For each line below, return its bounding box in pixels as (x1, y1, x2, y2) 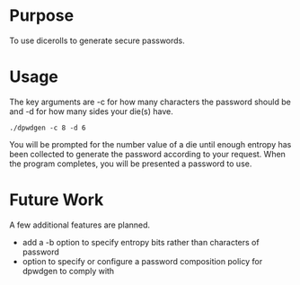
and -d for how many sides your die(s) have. (9, 105, 173, 117)
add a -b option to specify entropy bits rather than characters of (22, 236, 260, 247)
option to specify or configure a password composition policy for (22, 255, 263, 266)
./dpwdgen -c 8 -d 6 (9, 123, 87, 132)
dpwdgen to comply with (22, 265, 115, 276)
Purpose (9, 5, 75, 26)
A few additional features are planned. (9, 219, 151, 230)
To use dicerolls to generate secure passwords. (9, 35, 186, 46)
